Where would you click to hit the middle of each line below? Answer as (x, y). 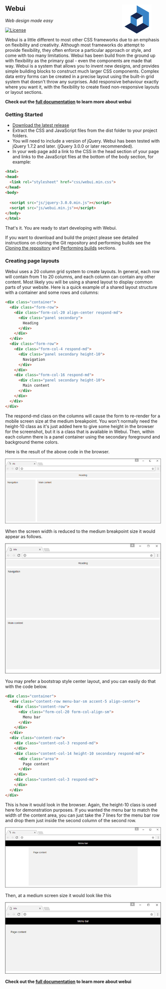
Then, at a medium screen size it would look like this (58, 896)
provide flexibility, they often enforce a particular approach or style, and (78, 50)
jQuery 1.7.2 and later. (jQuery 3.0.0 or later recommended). (73, 146)
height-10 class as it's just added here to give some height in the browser (80, 426)
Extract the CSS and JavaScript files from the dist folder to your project (85, 130)
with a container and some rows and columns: (52, 293)
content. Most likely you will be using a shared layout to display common (79, 282)
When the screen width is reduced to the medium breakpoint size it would (80, 531)
